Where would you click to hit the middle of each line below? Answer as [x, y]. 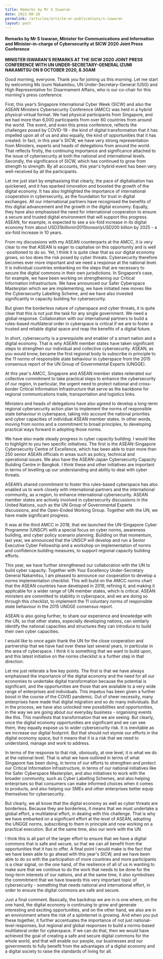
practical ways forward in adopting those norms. [54, 429]
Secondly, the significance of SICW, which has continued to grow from [76, 161]
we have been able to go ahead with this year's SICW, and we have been [78, 854]
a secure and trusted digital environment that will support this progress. [76, 217]
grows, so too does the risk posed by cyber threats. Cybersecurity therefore [81, 258]
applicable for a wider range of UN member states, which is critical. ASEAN [80, 591]
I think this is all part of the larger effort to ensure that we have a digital [76, 838]
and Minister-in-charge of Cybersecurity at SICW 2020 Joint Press [74, 44]
